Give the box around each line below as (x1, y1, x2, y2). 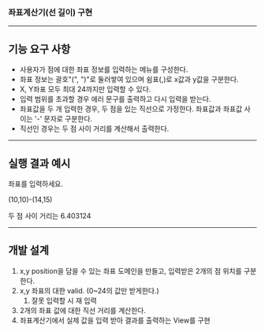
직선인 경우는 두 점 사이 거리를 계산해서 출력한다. (19, 124, 170, 133)
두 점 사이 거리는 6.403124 (8, 211, 91, 220)
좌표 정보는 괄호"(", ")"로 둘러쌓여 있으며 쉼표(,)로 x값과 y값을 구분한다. (19, 75, 239, 84)
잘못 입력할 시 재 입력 (31, 296, 97, 305)
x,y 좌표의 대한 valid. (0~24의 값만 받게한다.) (19, 285, 159, 295)
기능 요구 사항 (8, 42, 71, 56)
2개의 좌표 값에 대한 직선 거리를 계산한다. (19, 305, 146, 315)
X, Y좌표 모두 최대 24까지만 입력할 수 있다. (19, 84, 151, 94)
